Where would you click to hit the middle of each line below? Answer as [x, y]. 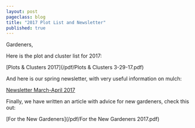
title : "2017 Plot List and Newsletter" [56, 22]
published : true [26, 28]
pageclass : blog [26, 17]
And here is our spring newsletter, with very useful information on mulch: [94, 79]
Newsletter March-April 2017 [41, 90]
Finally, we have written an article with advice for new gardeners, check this [97, 102]
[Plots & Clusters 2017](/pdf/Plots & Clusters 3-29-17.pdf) [75, 68]
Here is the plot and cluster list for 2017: [54, 56]
